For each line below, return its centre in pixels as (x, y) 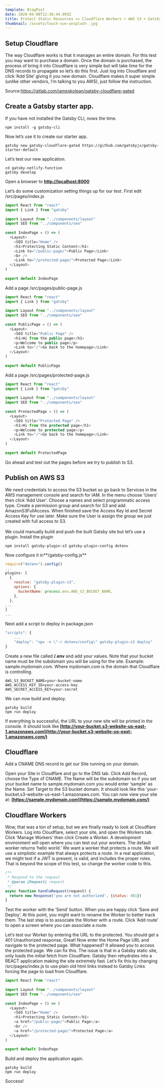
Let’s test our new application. (35, 159)
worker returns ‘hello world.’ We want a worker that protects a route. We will (82, 848)
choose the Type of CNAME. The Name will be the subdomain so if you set (81, 779)
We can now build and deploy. (36, 698)
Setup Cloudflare (32, 43)
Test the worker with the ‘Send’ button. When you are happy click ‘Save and (82, 910)
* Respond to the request (34, 878)
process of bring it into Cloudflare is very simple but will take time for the (79, 66)
